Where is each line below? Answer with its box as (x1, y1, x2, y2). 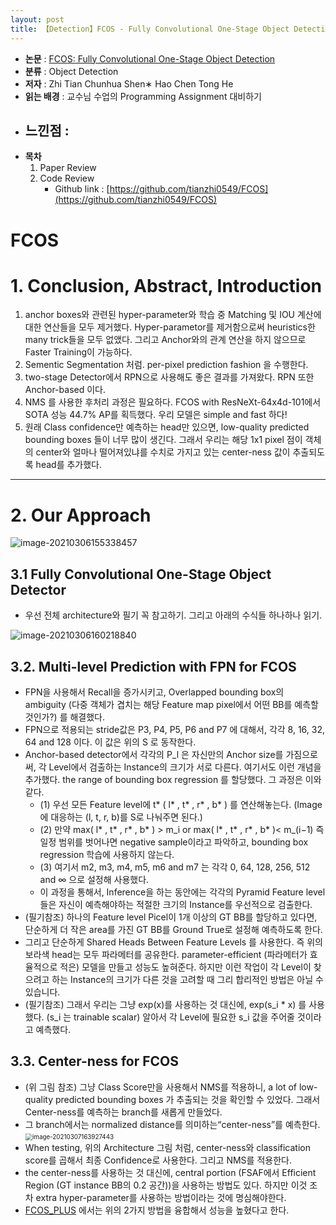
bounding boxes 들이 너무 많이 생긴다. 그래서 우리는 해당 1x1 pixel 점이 (24, 434, 303, 446)
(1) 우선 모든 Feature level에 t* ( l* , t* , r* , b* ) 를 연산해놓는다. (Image (39, 799, 323, 810)
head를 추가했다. (35, 459, 102, 471)
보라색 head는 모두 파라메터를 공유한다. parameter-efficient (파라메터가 (24, 949, 308, 960)
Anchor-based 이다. (24, 384, 106, 396)
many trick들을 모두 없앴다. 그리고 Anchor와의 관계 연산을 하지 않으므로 (24, 334, 307, 346)
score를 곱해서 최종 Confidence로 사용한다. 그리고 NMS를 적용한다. (24, 1154, 292, 1166)
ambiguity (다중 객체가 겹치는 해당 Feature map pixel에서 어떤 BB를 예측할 (24, 699, 319, 710)
